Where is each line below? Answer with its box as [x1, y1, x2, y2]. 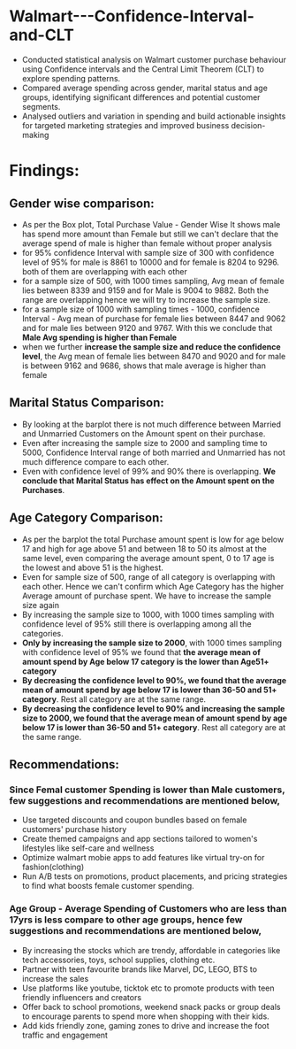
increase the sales [21, 973, 89, 983]
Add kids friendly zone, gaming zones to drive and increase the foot [21, 1020, 269, 1030]
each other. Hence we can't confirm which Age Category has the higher [21, 581, 285, 591]
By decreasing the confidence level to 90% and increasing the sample [21, 703, 285, 713]
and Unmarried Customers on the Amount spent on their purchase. [21, 428, 266, 439]
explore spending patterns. [21, 73, 121, 83]
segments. [21, 101, 61, 112]
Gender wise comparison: [9, 196, 155, 211]
